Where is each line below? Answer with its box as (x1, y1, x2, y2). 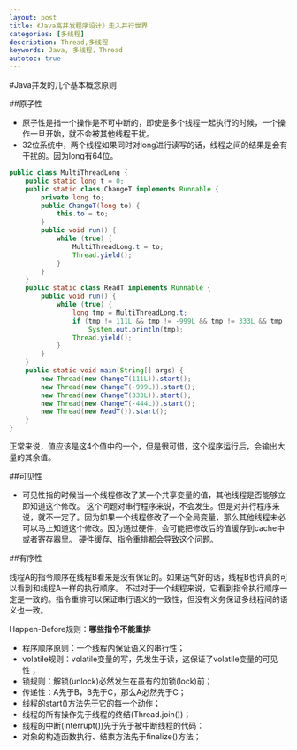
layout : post (9, 12, 57, 22)
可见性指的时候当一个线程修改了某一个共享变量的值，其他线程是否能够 (21, 489, 278, 500)
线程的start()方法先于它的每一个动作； (21, 698, 161, 708)
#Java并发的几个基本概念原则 (9, 80, 118, 90)
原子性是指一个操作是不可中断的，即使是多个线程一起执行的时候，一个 (21, 117, 278, 128)
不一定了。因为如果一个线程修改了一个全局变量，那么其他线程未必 (45, 512, 286, 522)
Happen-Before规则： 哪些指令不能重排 (9, 624, 151, 634)
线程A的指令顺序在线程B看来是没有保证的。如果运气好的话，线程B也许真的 (9, 572, 280, 582)
